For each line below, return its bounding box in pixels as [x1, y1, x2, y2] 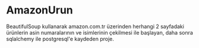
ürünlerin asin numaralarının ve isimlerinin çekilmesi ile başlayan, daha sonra [6, 29, 193, 36]
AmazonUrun [6, 4, 73, 17]
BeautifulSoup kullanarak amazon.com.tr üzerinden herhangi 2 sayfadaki [6, 23, 184, 30]
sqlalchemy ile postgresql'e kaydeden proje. [6, 35, 115, 42]
